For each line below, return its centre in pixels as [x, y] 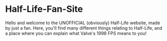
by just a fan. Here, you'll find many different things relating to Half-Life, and [84, 28]
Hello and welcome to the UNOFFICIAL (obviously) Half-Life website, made [83, 23]
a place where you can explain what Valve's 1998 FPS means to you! [76, 33]
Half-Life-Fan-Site [44, 9]
